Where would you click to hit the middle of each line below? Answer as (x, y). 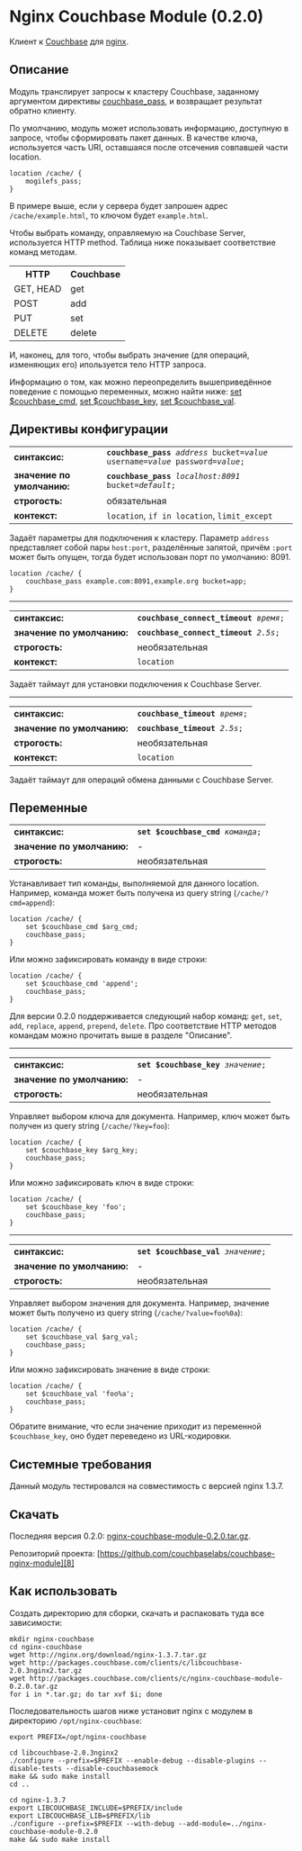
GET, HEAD (38, 288)
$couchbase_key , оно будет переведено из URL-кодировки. (120, 1436)
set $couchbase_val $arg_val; (82, 1337)
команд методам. (43, 252)
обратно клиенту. (43, 111)
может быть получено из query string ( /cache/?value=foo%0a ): (126, 1313)
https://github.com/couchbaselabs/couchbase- (188, 1553)
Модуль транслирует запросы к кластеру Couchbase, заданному (134, 91)
